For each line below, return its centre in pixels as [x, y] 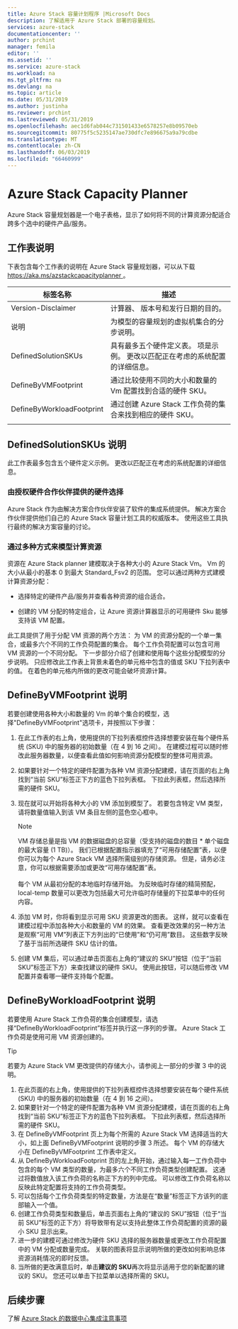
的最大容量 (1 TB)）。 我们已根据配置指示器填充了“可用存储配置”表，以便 [122, 850]
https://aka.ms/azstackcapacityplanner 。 [68, 275]
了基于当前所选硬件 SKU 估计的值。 [69, 943]
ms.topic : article [34, 93]
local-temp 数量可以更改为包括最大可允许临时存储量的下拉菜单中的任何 [121, 893]
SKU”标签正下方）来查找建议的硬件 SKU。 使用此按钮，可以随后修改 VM [123, 967]
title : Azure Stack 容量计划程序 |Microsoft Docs [79, 14]
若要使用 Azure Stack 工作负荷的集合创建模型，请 [80, 1019]
